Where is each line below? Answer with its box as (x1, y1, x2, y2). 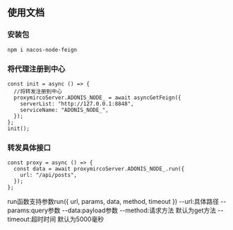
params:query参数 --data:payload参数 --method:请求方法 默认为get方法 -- (7, 206, 224, 214)
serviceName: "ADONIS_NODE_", (20, 106, 109, 113)
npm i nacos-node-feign (7, 46, 78, 53)
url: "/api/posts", (20, 172, 78, 179)
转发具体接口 (7, 142, 52, 152)
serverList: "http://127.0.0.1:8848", (20, 100, 134, 108)
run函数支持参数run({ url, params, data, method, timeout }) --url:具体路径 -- (7, 197, 227, 206)
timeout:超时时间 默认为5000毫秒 (7, 215, 104, 224)
